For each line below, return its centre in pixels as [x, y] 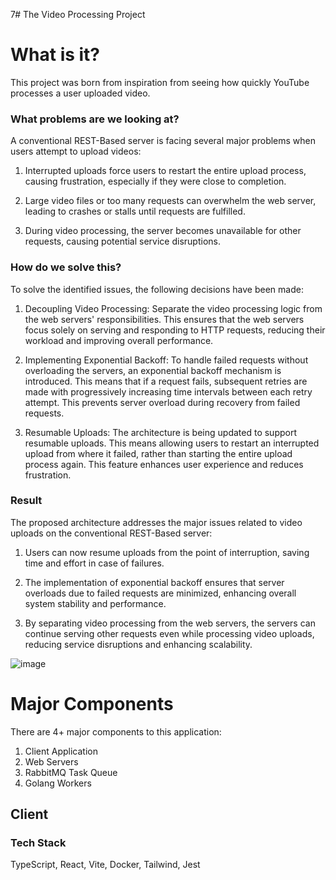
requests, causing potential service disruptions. [122, 241]
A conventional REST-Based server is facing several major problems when [163, 141]
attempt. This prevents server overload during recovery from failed [162, 402]
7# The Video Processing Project [78, 14]
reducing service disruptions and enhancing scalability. [138, 644]
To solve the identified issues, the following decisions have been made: [157, 289]
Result [26, 501]
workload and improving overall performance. [119, 340]
